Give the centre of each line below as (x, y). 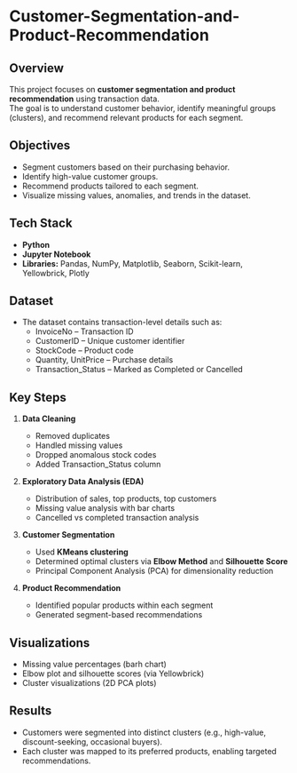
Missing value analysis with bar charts (105, 508)
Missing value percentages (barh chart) (94, 665)
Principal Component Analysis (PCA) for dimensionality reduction (154, 571)
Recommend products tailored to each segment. (110, 186)
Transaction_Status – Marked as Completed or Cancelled (139, 370)
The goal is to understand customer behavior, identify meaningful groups (143, 108)
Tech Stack (41, 223)
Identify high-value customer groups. (90, 176)
